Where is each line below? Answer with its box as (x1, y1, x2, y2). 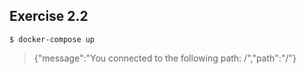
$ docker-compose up (9, 34, 96, 44)
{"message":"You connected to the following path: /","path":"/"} (33, 52, 297, 64)
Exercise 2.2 (9, 8, 89, 25)
